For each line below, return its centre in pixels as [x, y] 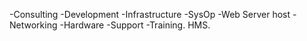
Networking [33, 25]
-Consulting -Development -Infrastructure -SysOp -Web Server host [150, 14]
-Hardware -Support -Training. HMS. [135, 25]
